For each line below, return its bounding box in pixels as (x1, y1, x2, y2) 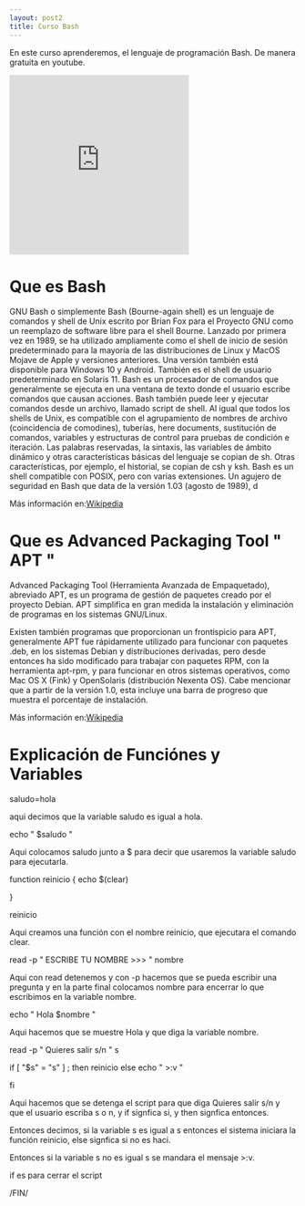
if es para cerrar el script (9, 1170, 103, 1181)
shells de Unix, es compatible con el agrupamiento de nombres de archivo (9, 412, 289, 424)
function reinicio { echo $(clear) (9, 874, 129, 885)
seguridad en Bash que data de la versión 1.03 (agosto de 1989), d (9, 481, 259, 492)
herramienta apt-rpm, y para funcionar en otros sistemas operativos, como (9, 665, 290, 676)
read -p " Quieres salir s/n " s (9, 1045, 119, 1055)
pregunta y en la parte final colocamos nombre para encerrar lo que (9, 982, 264, 993)
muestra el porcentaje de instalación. (9, 694, 148, 705)
